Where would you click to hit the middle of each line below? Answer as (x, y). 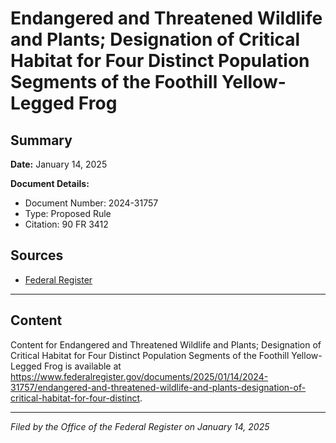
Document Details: (50, 183)
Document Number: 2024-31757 (91, 203)
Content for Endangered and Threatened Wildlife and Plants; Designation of (166, 344)
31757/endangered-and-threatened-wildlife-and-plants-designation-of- (158, 387)
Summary (41, 140)
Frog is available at (82, 366)
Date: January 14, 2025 (59, 164)
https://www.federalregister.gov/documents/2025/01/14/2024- (139, 376)
